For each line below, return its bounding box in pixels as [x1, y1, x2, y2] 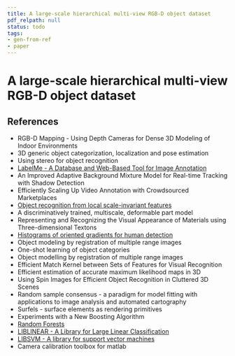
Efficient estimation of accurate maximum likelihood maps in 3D [17, 268, 201, 276]
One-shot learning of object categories [17, 245, 130, 254]
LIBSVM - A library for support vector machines [17, 335, 155, 343]
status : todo [7, 23, 45, 30]
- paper [7, 43, 30, 50]
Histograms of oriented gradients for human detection [17, 231, 173, 238]
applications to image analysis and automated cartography [17, 298, 187, 306]
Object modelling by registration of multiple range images [17, 253, 183, 261]
